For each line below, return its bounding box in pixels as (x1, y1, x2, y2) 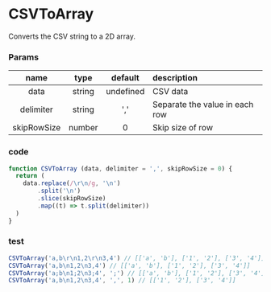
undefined (106, 86, 145, 97)
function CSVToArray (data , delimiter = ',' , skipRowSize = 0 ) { (8, 164, 232, 173)
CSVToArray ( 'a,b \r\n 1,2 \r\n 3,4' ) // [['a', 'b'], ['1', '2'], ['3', (8, 254, 244, 262)
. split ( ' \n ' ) (37, 187, 81, 195)
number (68, 122, 98, 134)
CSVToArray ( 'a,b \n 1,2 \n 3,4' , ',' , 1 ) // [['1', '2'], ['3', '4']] (8, 277, 236, 285)
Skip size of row (152, 122, 214, 134)
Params (8, 51, 39, 63)
